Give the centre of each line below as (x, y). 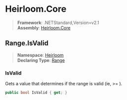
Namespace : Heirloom (41, 55)
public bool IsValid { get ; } (36, 93)
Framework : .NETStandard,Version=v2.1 (58, 23)
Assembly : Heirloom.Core (44, 27)
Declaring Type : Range (41, 60)
